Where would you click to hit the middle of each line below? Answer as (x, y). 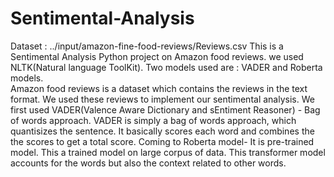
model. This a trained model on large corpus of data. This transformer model (168, 152)
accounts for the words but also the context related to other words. (148, 163)
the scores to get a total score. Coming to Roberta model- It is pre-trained (162, 141)
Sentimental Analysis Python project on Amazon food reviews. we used (157, 56)
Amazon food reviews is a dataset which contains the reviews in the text (159, 88)
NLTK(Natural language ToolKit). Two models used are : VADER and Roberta (166, 67)
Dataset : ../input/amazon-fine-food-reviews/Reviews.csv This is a (147, 46)
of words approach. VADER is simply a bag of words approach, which (153, 120)
